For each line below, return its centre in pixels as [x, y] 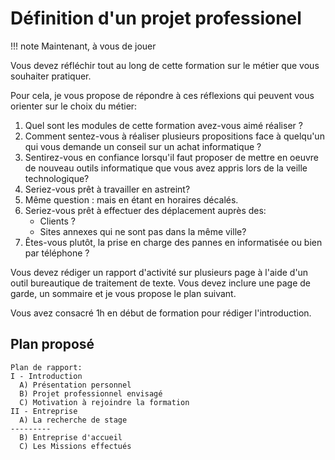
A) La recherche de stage [73, 420]
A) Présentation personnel [75, 385]
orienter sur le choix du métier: [74, 106]
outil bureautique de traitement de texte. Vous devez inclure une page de [161, 283]
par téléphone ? [57, 253]
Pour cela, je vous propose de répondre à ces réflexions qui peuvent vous [162, 95]
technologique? [57, 178]
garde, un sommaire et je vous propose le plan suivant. [123, 293]
